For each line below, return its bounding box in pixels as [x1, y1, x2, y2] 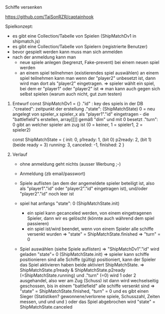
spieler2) [12, 127, 31, 133]
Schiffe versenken [5, 4, 42, 10]
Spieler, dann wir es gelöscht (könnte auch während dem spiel [27, 215, 155, 221]
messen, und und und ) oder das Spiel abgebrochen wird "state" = [19, 299, 156, 305]
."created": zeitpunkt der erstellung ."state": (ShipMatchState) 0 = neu [12, 106, 155, 112]
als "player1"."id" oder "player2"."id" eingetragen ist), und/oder [19, 186, 148, 191]
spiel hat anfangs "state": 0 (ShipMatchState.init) [19, 200, 120, 206]
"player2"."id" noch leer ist [19, 191, 74, 196]
